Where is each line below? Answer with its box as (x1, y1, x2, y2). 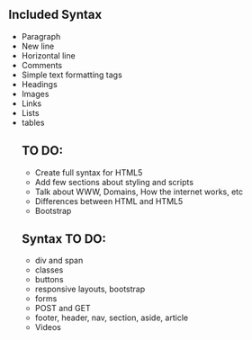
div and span (34, 255, 84, 266)
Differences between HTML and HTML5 (34, 195, 184, 206)
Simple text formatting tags (21, 69, 122, 80)
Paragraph (21, 31, 61, 41)
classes (34, 264, 64, 275)
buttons (34, 274, 64, 285)
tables (21, 117, 45, 128)
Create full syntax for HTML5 (34, 166, 143, 178)
